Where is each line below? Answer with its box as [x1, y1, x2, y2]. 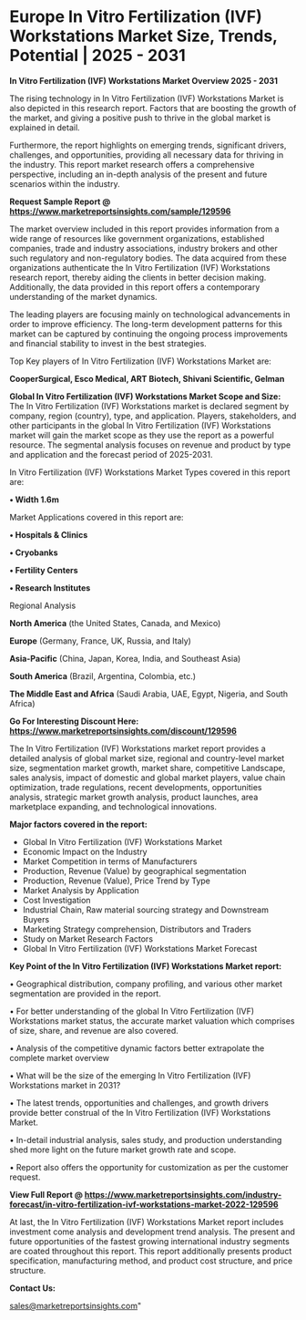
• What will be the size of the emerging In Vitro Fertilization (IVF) [9, 1069, 251, 1081]
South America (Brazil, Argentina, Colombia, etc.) [9, 670, 197, 681]
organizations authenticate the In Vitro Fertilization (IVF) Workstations [9, 262, 270, 273]
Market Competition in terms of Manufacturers [22, 855, 198, 867]
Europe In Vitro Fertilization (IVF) [9, 6, 262, 27]
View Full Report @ [9, 1189, 84, 1200]
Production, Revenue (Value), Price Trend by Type [22, 875, 211, 886]
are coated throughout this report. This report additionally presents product [9, 1245, 292, 1256]
